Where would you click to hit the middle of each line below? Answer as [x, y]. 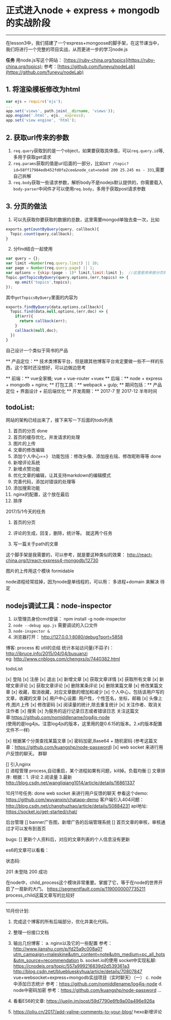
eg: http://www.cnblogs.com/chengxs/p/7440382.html [63, 659]
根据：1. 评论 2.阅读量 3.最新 [42, 777]
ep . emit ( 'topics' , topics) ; [43, 282]
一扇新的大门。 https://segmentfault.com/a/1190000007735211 [80, 889]
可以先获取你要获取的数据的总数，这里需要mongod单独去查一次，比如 [86, 220]
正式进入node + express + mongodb [83, 10]
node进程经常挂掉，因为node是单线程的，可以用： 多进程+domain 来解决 [82, 582]
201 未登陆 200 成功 [27, 872]
